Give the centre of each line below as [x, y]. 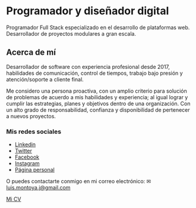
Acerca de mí [31, 53]
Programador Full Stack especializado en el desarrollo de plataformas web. [98, 27]
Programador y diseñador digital [88, 11]
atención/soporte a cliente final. [45, 79]
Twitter [23, 151]
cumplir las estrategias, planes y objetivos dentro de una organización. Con [98, 103]
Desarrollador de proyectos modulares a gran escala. [71, 33]
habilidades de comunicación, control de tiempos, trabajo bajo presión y [94, 73]
